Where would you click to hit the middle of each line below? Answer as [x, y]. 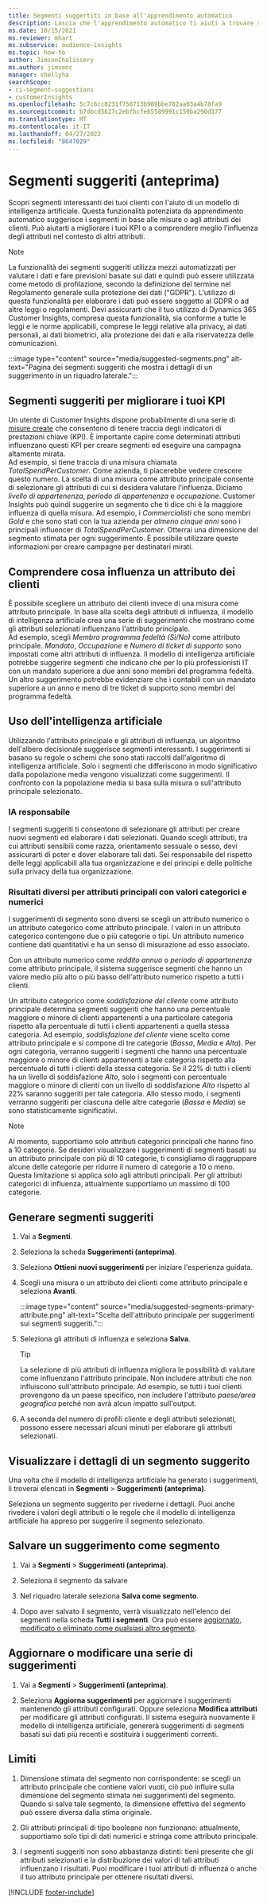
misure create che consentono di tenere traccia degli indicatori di [115, 428]
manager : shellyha [39, 75]
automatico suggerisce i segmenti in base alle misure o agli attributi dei [124, 220]
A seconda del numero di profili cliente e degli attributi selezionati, [128, 1419]
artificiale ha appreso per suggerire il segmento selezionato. [106, 1521]
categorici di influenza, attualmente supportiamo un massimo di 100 [119, 1184]
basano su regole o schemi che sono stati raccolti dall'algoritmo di [117, 757]
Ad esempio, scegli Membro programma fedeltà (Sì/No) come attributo [124, 637]
